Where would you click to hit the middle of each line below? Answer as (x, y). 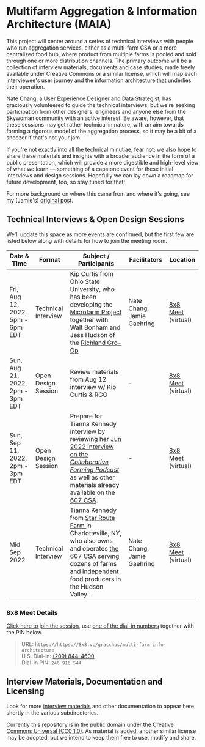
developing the (91, 304)
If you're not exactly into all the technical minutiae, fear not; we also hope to (102, 149)
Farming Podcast (95, 469)
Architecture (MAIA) (59, 24)
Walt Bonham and (95, 327)
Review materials (94, 371)
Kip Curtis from (92, 273)
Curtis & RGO (89, 395)
